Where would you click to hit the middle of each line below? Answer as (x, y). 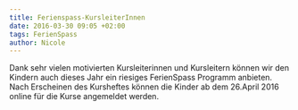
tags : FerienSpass (43, 34)
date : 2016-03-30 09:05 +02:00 (67, 26)
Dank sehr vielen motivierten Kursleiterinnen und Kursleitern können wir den (149, 68)
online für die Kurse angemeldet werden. (84, 97)
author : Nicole (37, 42)
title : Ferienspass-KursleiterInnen (77, 17)
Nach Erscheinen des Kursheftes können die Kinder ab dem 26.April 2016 (144, 87)
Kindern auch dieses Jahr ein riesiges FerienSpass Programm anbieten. (141, 78)
